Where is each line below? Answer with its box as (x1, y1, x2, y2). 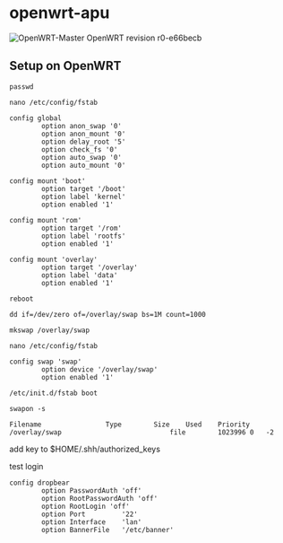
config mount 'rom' (9, 215, 82, 224)
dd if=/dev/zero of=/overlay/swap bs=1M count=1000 (9, 310, 206, 319)
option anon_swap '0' (41, 121, 123, 130)
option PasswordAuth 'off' (41, 486, 142, 495)
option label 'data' (41, 270, 118, 280)
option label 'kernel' (41, 192, 126, 201)
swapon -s (9, 404, 47, 413)
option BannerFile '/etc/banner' (41, 525, 175, 534)
